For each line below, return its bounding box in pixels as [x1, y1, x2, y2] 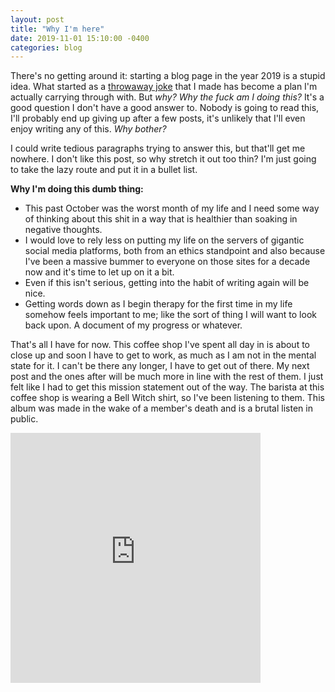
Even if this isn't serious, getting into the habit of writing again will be [24, 277, 310, 289]
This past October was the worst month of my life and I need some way [24, 202, 320, 215]
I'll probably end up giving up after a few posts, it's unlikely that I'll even [10, 112, 306, 125]
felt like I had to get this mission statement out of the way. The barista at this [10, 381, 325, 393]
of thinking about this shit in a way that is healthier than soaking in [24, 213, 298, 225]
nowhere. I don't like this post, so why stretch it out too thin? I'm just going [10, 153, 317, 165]
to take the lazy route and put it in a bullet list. [10, 164, 198, 176]
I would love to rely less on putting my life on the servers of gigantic [24, 234, 305, 246]
